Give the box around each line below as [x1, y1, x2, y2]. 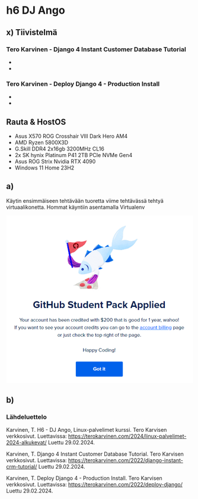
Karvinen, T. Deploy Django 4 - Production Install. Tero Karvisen [6, 475, 163, 482]
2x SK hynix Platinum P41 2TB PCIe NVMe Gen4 [14, 151, 133, 158]
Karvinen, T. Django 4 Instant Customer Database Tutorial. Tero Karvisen [6, 450, 184, 458]
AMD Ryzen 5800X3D [14, 139, 69, 146]
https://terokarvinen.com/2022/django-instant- [68, 457, 184, 464]
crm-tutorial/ [6, 463, 37, 470]
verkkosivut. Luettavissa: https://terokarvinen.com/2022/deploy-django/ [6, 481, 183, 488]
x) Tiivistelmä [6, 27, 58, 37]
